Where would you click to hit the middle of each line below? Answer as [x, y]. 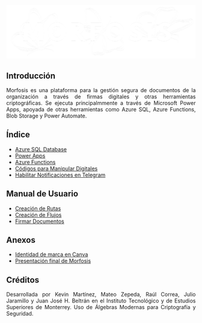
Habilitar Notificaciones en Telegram [60, 175]
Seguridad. [20, 314]
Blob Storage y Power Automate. [47, 116]
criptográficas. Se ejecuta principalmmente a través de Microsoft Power [101, 103]
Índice [18, 135]
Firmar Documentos [39, 221]
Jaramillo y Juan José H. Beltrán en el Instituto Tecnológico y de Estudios [101, 301]
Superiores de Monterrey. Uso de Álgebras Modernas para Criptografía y [101, 307]
